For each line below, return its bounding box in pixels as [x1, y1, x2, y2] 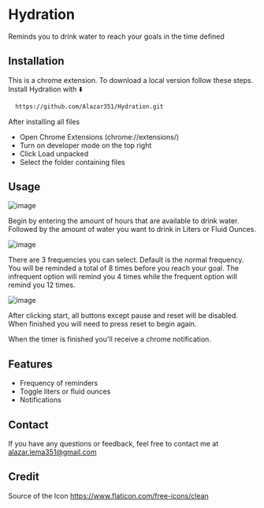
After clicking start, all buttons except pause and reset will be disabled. [8, 311, 239, 320]
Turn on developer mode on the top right [19, 140, 152, 150]
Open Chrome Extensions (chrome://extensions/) [19, 132, 180, 141]
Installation [8, 54, 65, 68]
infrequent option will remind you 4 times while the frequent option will [8, 272, 238, 282]
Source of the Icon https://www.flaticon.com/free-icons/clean [8, 491, 209, 500]
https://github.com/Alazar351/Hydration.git [15, 103, 164, 110]
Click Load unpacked [19, 148, 89, 159]
